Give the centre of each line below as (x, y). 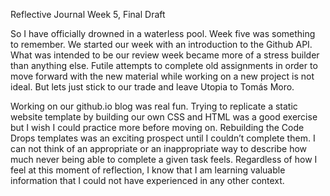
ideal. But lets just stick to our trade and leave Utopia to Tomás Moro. (152, 87)
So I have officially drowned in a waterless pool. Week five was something (163, 33)
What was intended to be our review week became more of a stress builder (165, 55)
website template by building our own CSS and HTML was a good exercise (164, 117)
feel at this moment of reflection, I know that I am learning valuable (148, 170)
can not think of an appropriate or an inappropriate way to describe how (159, 148)
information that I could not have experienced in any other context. (147, 180)
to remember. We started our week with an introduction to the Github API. (161, 44)
